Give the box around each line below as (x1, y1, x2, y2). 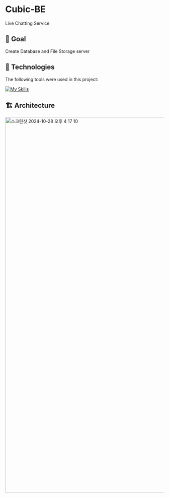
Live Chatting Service (5, 20, 50, 26)
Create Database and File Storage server (5, 48, 90, 54)
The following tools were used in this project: (5, 76, 99, 82)
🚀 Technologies (5, 63, 55, 72)
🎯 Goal (5, 35, 26, 43)
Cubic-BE (5, 4, 46, 15)
